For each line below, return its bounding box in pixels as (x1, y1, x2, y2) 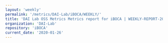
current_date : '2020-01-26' (5, 30, 64, 35)
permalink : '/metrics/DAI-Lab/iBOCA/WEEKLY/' (5, 12, 101, 17)
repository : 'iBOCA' (5, 26, 48, 31)
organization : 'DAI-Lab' (5, 21, 57, 26)
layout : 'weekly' (5, 7, 41, 12)
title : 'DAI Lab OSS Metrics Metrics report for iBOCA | (5, 16, 126, 21)
